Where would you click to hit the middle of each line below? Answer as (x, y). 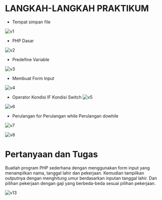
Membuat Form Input (33, 78)
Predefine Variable (31, 59)
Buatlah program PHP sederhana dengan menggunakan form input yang (77, 167)
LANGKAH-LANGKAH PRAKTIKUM (77, 8)
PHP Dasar (23, 41)
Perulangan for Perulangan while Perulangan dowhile (65, 116)
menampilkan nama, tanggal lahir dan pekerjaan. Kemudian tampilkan (75, 173)
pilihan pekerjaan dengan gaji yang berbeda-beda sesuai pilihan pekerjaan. (81, 183)
